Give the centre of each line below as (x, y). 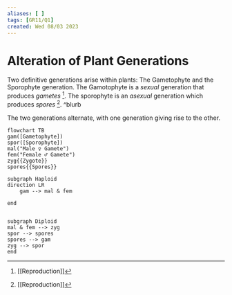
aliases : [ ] (26, 14)
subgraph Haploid (32, 179)
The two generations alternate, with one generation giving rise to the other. (114, 118)
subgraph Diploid (32, 221)
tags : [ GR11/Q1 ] (30, 20)
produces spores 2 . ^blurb (44, 103)
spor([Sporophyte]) (35, 143)
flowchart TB (26, 130)
